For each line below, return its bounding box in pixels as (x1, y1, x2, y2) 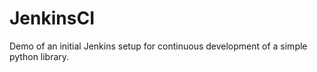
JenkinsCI (9, 7, 95, 30)
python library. (9, 50, 70, 62)
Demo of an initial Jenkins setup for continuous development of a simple (9, 40, 308, 52)
